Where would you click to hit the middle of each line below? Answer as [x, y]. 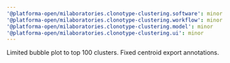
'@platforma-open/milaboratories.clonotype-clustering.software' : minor [115, 13]
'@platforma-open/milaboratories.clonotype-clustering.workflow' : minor [115, 20]
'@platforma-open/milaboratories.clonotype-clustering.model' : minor [110, 26]
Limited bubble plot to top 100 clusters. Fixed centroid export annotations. [113, 53]
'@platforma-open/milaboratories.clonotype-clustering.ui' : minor [105, 33]
